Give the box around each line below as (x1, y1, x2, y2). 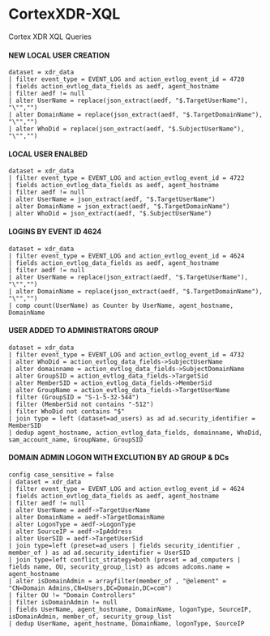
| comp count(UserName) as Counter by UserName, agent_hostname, (8, 301, 234, 309)
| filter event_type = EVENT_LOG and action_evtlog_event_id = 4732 (8, 350, 245, 359)
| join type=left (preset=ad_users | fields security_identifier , (8, 541, 242, 549)
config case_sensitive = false (8, 471, 114, 479)
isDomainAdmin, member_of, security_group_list (8, 613, 173, 621)
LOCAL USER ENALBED (8, 149, 88, 159)
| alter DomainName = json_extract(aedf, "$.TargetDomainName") (8, 203, 230, 211)
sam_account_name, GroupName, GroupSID (8, 435, 144, 444)
